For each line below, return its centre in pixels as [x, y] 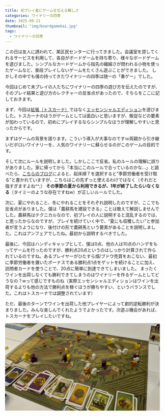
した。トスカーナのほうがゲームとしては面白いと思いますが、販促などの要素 [82, 116]
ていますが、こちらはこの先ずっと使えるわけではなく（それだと [93, 180]
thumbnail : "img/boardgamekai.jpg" [41, 26]
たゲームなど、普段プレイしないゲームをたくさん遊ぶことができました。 [78, 70]
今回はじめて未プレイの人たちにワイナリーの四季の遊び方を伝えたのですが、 [82, 87]
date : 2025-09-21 [23, 21]
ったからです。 [20, 128]
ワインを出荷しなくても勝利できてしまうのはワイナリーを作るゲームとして [80, 275]
